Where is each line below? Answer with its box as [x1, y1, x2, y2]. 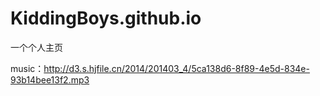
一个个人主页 [10, 41, 63, 53]
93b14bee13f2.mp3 [10, 73, 90, 86]
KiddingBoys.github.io [10, 7, 202, 30]
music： [10, 62, 45, 74]
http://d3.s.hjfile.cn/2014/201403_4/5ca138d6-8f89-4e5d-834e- [43, 62, 310, 74]
